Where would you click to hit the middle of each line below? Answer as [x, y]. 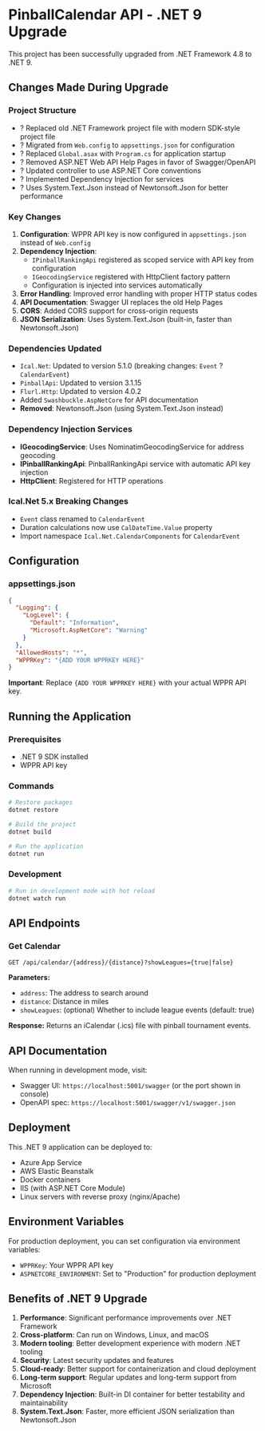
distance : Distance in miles [64, 1002]
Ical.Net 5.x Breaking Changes [69, 501]
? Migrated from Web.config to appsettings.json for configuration [127, 145]
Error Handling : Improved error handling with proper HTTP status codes [138, 293]
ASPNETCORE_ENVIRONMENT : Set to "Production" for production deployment [138, 1273]
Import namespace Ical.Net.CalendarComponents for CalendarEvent [130, 536]
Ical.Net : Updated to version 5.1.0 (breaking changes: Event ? [121, 366]
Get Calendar [35, 946]
